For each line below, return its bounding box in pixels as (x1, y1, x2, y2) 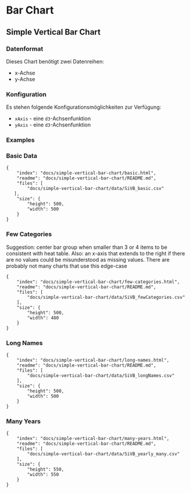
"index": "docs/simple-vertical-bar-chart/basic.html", (16, 170, 157, 176)
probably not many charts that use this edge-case (6, 262, 128, 269)
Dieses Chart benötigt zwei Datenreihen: (6, 58, 104, 65)
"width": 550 (27, 472, 59, 478)
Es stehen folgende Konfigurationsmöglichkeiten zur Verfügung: (6, 104, 162, 111)
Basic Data (6, 152, 38, 160)
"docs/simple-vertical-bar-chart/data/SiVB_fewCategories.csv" (27, 294, 185, 300)
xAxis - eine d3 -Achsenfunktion (14, 115, 91, 122)
